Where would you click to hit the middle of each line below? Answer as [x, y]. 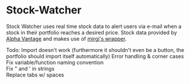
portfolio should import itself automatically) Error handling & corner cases [95, 56]
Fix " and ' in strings [30, 68]
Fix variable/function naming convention [55, 62]
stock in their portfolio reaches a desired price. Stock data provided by [92, 32]
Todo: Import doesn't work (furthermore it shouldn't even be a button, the [95, 50]
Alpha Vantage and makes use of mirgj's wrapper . [66, 38]
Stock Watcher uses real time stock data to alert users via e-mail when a [94, 26]
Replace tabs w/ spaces [35, 75]
